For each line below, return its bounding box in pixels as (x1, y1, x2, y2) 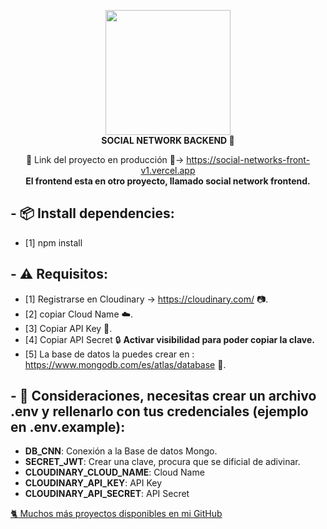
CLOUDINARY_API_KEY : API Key (24, 477, 163, 489)
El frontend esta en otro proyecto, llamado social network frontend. (25, 175, 311, 187)
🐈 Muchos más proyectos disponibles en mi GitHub (10, 508, 223, 520)
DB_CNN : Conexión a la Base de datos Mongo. (24, 445, 218, 457)
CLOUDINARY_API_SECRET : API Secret (24, 488, 190, 500)
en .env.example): (10, 419, 126, 436)
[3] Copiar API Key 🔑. (24, 322, 113, 334)
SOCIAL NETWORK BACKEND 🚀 (101, 135, 235, 146)
